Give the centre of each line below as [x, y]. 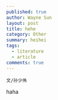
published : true [26, 12]
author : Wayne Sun [29, 18]
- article [24, 57]
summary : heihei [26, 40]
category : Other [26, 35]
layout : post [22, 23]
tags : [13, 46]
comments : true [25, 62]
